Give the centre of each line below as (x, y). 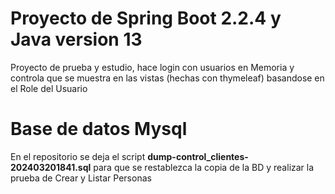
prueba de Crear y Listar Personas (81, 178)
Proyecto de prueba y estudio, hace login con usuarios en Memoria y (152, 67)
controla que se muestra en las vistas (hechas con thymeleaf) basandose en (167, 78)
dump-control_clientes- (198, 156)
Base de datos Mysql (99, 129)
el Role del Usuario (49, 88)
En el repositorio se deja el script (78, 156)
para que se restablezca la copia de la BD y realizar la (204, 167)
